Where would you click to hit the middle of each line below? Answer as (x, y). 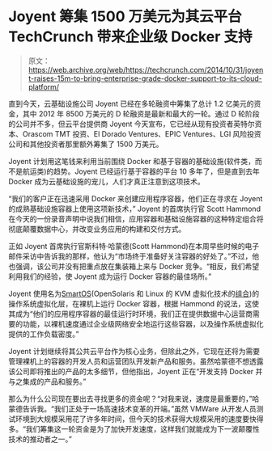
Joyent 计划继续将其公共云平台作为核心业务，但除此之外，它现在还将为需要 (134, 351)
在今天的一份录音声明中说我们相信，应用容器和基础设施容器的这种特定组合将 (136, 218)
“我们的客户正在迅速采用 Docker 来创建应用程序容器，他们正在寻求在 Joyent (136, 198)
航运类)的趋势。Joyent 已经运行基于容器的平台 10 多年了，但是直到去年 (141, 171)
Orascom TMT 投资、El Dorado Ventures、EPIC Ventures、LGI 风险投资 (142, 133)
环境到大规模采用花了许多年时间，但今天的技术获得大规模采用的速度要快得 (139, 419)
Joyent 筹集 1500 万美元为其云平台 (125, 17)
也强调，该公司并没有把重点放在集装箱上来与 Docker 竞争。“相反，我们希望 (134, 266)
